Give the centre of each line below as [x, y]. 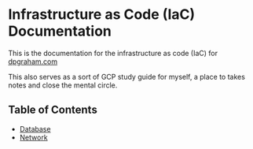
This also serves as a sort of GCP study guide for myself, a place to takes [127, 76]
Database [35, 129]
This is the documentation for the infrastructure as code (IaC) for [113, 53]
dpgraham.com [33, 61]
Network [34, 137]
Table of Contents [53, 110]
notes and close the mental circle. [63, 85]
